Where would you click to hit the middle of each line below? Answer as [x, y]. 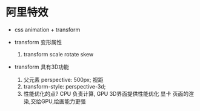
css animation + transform [47, 29]
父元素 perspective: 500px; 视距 [63, 79]
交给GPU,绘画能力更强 [58, 101]
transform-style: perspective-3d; [65, 86]
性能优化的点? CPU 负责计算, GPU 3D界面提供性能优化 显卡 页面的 [106, 93]
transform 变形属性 [38, 42]
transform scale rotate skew [58, 54]
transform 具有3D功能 [42, 67]
